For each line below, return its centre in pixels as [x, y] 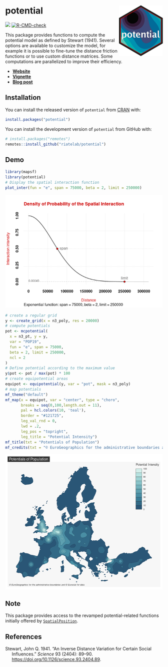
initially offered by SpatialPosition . [42, 621]
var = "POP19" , [25, 342]
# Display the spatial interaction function [52, 182]
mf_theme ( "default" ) [27, 395]
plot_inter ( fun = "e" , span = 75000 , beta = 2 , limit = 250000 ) [73, 188]
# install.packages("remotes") [38, 139]
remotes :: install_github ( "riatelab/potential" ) [56, 144]
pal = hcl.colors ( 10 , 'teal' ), [53, 411]
